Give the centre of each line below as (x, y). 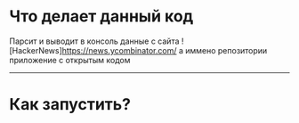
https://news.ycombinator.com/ (119, 50)
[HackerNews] (36, 50)
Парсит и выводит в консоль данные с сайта (94, 41)
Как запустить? (70, 105)
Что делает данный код (101, 16)
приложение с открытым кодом (70, 60)
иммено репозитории (226, 50)
